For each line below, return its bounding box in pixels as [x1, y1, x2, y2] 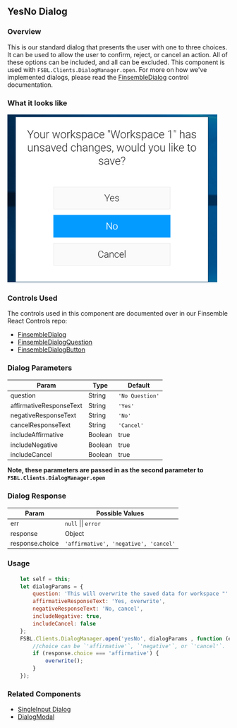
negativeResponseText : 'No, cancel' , [32, 605, 143, 613]
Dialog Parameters [7, 363, 73, 373]
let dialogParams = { [20, 583, 83, 590]
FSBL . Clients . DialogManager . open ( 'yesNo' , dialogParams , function [20, 635, 222, 642]
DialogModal [17, 712, 55, 721]
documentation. [7, 80, 54, 89]
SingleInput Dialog [17, 705, 71, 714]
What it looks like [7, 98, 68, 108]
